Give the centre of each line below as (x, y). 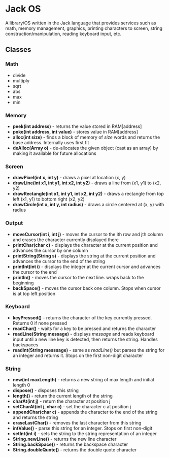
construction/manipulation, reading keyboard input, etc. (63, 34)
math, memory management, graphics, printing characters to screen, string (84, 28)
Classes (18, 50)
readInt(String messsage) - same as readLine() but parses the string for (89, 350)
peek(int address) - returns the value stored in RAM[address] (77, 126)
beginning (23, 283)
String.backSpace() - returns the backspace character (70, 444)
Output (14, 223)
